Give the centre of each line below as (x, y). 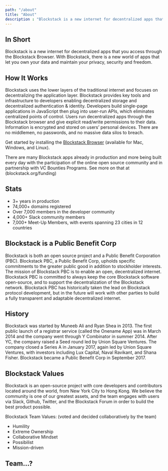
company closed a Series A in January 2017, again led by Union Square (78, 347)
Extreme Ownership (33, 432)
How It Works (27, 78)
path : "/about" (21, 10)
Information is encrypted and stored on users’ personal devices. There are (82, 127)
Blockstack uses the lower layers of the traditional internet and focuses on (82, 90)
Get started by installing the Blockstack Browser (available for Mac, (74, 142)
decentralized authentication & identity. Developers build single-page (76, 106)
